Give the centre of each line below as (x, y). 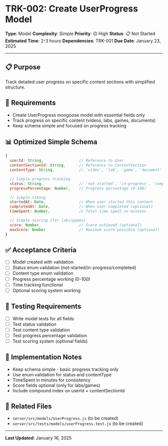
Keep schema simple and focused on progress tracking (69, 125)
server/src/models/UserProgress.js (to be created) (65, 418)
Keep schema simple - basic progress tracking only (65, 369)
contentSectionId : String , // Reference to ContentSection (78, 165)
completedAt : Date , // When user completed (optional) (81, 207)
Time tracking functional (37, 285)
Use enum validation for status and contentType (62, 374)
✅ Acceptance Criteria (41, 250)
